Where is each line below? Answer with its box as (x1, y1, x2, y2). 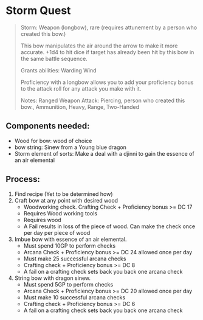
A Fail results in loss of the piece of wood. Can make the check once (23, 223, 196, 230)
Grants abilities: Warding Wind (20, 66, 97, 74)
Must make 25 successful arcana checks (23, 255, 126, 262)
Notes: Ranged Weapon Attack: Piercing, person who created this (20, 97, 185, 104)
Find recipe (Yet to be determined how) (14, 190, 113, 198)
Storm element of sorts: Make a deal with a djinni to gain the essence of (14, 150, 195, 157)
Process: (5, 174, 40, 184)
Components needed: (5, 121, 90, 131)
